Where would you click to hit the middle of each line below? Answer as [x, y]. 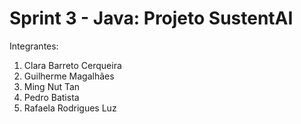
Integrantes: [34, 46]
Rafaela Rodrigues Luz [70, 108]
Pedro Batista [51, 97]
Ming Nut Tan [52, 86]
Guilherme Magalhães [69, 76]
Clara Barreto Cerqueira [72, 65]
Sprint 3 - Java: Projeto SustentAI [151, 18]
